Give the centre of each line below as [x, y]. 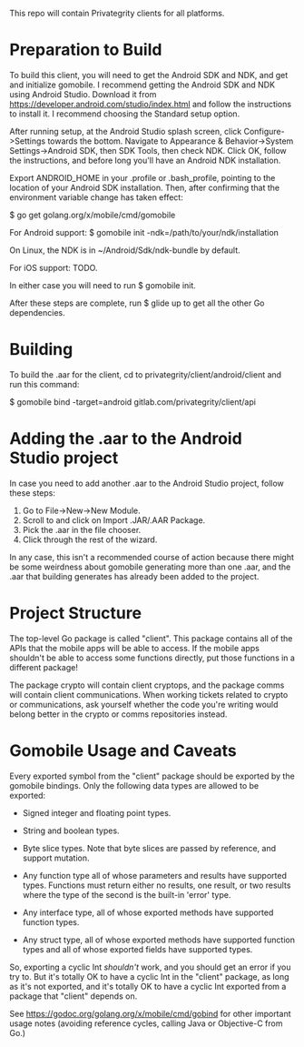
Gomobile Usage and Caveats [123, 750]
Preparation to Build [86, 50]
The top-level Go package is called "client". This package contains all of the [151, 638]
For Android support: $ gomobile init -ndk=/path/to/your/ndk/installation [144, 232]
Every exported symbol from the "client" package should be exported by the [152, 776]
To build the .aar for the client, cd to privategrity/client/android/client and [146, 374]
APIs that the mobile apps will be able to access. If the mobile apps [135, 648]
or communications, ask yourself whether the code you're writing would [144, 704]
